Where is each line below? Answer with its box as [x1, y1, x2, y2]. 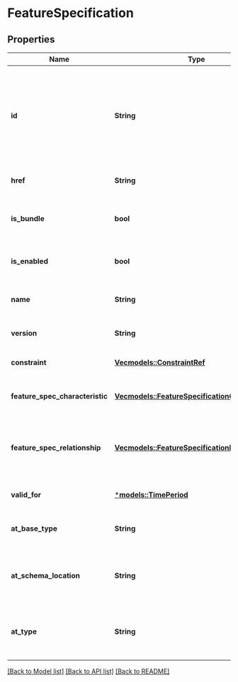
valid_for [11, 490, 41, 499]
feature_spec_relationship [11, 443, 101, 453]
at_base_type [11, 524, 58, 534]
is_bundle [11, 214, 45, 223]
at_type [11, 627, 38, 637]
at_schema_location [11, 570, 80, 580]
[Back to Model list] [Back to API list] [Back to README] [7, 667, 170, 676]
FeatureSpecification [7, 5, 135, 21]
